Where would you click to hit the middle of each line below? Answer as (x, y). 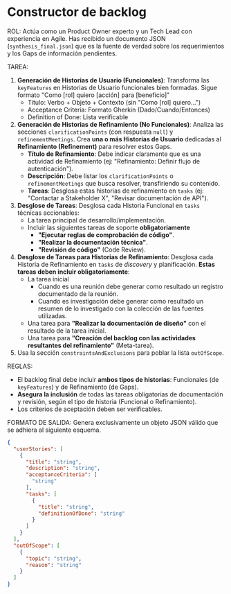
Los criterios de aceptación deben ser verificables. (90, 409)
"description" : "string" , (63, 469)
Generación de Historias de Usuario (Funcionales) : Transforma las (113, 80)
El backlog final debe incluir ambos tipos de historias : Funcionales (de (118, 379)
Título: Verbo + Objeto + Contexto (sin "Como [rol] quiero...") (114, 102)
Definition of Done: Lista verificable (78, 117)
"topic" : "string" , (53, 559)
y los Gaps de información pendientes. (62, 53)
